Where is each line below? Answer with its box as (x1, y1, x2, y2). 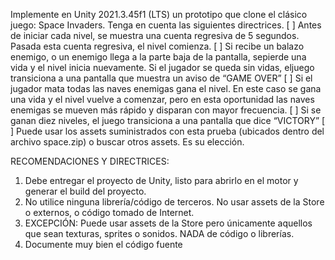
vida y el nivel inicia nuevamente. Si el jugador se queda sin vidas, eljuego (10, 62, 315, 73)
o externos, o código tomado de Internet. (24, 207, 195, 218)
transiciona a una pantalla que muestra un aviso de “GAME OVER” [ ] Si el (10, 72, 313, 84)
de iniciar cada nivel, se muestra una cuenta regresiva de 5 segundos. (10, 30, 300, 41)
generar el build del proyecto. (24, 185, 147, 197)
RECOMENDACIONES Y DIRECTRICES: (10, 155, 170, 167)
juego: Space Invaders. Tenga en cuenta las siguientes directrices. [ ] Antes (10, 19, 322, 31)
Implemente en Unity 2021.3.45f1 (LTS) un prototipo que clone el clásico (10, 9, 308, 20)
